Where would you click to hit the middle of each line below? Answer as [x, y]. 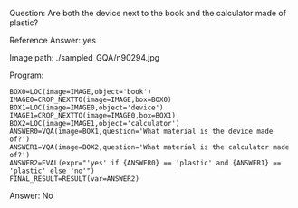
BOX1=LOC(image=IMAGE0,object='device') [87, 108]
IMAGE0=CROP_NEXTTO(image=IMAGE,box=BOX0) [91, 99]
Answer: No [31, 195]
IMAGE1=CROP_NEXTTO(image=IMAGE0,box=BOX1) [93, 116]
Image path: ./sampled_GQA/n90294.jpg [85, 57]
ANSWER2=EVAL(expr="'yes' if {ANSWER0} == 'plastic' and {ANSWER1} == [145, 163]
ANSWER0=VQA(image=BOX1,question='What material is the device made [141, 131]
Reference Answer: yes [53, 40]
